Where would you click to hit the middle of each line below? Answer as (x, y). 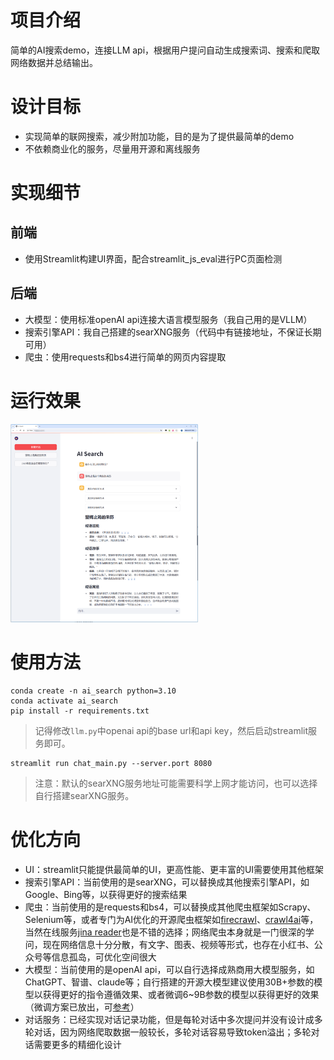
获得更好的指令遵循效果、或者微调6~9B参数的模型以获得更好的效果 (181, 995)
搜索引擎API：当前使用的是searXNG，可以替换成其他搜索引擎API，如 (167, 882)
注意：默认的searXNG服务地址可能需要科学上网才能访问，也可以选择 (176, 783)
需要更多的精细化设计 (77, 1045)
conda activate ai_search (64, 701)
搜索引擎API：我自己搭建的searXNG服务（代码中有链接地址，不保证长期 (173, 332)
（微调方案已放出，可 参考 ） (82, 1007)
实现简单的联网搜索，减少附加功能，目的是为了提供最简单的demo (159, 136)
